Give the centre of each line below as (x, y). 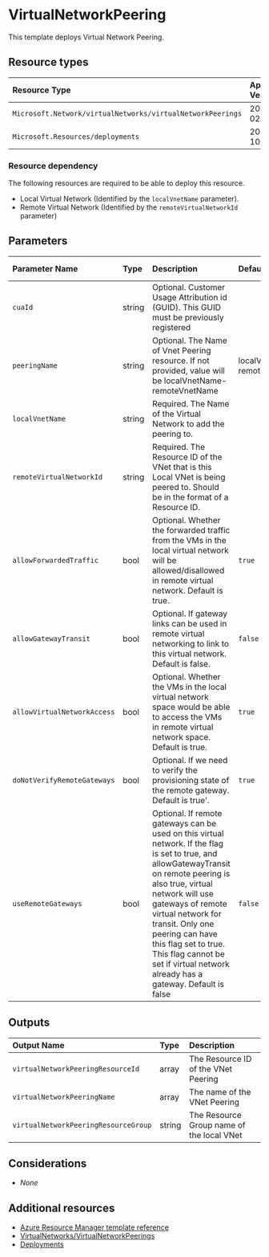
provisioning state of (191, 780)
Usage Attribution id (190, 297)
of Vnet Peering (181, 350)
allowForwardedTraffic (55, 560)
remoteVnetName (185, 390)
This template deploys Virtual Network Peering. (86, 37)
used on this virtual (188, 833)
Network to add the (189, 423)
